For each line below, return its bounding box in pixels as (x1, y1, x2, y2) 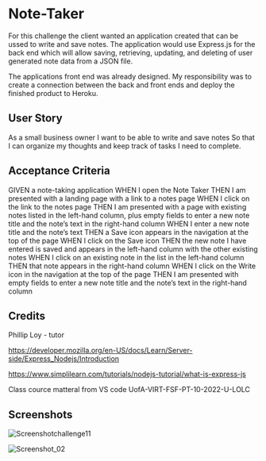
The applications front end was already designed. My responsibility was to (8, 71, 253, 81)
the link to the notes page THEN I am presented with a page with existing (8, 202, 247, 211)
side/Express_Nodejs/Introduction (8, 354, 120, 363)
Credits (8, 309, 46, 322)
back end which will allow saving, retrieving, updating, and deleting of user (8, 48, 253, 57)
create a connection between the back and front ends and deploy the (8, 80, 236, 90)
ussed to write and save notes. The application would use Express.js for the (8, 39, 256, 48)
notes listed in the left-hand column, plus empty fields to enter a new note (8, 210, 250, 220)
